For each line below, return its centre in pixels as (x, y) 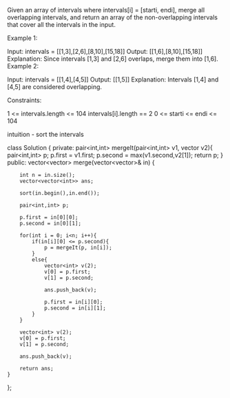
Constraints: (24, 100)
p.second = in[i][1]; (75, 308)
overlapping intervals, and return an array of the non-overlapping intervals (113, 17)
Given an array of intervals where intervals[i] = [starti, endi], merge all (106, 10)
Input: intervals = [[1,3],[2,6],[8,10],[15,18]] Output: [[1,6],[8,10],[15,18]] (105, 51)
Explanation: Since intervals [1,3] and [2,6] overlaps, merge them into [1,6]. (113, 59)
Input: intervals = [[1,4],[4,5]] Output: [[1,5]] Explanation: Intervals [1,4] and (113, 79)
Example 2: (23, 66)
